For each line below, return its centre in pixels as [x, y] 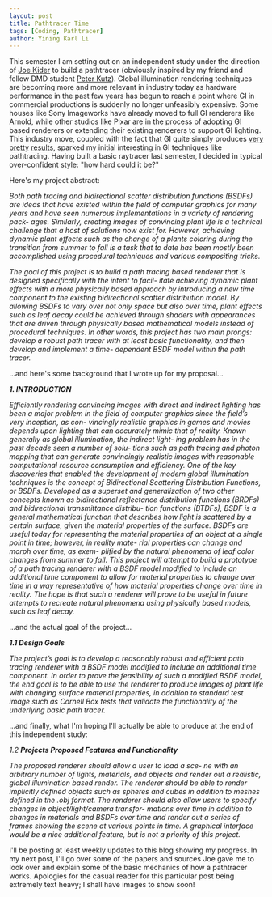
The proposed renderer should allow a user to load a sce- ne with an [124, 766]
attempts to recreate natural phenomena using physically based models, [130, 603]
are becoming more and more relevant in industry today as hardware [123, 87]
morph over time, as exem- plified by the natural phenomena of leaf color [132, 551]
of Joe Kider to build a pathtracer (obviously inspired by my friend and [126, 70]
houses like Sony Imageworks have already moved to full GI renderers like [132, 113]
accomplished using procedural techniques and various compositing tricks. [135, 257]
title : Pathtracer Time [49, 23]
